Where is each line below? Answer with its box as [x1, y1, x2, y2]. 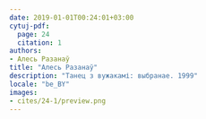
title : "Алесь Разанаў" [9, 64, 99, 72]
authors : [9, 47, 42, 55]
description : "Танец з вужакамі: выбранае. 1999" [9, 72, 199, 81]
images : [9, 88, 39, 97]
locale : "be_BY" [9, 80, 70, 89]
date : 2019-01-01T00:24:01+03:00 [9, 13, 134, 22]
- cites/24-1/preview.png [9, 96, 106, 106]
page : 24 [17, 30, 50, 38]
